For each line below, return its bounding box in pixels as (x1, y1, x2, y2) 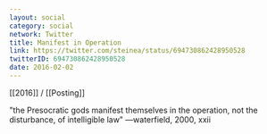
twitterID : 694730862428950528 (9, 54, 126, 63)
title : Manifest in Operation (9, 38, 122, 47)
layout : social (9, 13, 66, 22)
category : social (9, 21, 74, 30)
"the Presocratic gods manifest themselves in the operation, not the (9, 105, 258, 115)
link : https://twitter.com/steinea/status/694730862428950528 (9, 46, 246, 55)
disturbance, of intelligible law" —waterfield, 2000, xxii (9, 113, 212, 125)
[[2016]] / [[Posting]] (9, 87, 85, 98)
